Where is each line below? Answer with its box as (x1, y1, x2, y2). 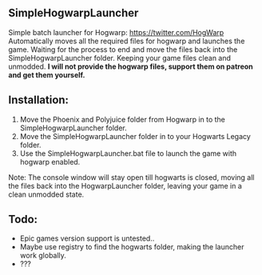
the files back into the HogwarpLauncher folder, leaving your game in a (8, 181, 242, 190)
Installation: (8, 94, 69, 107)
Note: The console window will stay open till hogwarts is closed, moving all (8, 172, 255, 182)
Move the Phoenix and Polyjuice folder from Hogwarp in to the (19, 114, 226, 124)
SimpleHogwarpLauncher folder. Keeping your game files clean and (8, 53, 232, 62)
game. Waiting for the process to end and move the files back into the (8, 44, 238, 54)
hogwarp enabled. (19, 157, 81, 166)
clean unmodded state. (8, 189, 85, 199)
